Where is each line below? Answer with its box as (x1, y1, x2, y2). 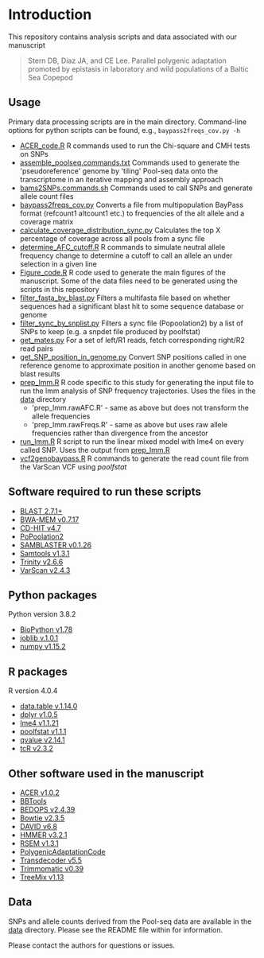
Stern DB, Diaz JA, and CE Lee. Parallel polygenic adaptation (27, 56, 227, 65)
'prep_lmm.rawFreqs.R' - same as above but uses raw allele (31, 419, 228, 429)
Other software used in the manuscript (8, 766, 204, 781)
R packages (8, 664, 68, 678)
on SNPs (19, 149, 49, 158)
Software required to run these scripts (8, 485, 201, 499)
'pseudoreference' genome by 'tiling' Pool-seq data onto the (19, 166, 219, 176)
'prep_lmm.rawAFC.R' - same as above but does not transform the (31, 403, 249, 412)
